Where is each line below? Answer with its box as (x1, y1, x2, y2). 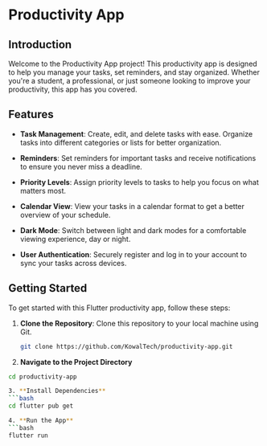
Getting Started (8, 281, 88, 295)
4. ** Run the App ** (8, 416, 74, 424)
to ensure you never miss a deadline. (19, 162, 142, 171)
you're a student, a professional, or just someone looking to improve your (8, 76, 251, 85)
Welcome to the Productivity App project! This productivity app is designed (8, 59, 257, 68)
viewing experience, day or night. (19, 234, 131, 243)
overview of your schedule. (19, 210, 111, 219)
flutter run (8, 432, 48, 440)
